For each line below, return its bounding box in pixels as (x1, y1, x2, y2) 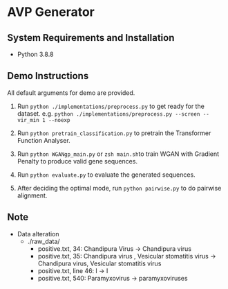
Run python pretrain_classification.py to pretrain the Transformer (17, 129, 211, 137)
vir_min (17, 116, 39, 123)
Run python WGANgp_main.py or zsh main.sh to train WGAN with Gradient (17, 150, 220, 158)
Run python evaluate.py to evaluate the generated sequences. (17, 170, 196, 179)
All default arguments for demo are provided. (7, 88, 135, 97)
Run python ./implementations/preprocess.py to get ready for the (17, 102, 205, 110)
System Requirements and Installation (7, 32, 175, 44)
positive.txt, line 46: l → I (37, 266, 108, 274)
